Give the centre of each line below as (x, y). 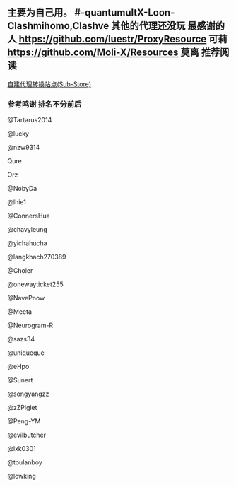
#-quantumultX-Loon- (124, 13)
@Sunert (20, 380)
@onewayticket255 (35, 284)
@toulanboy (25, 462)
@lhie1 (17, 202)
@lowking (22, 476)
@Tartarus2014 (30, 120)
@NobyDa (22, 189)
